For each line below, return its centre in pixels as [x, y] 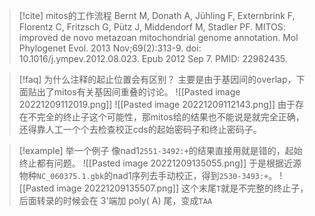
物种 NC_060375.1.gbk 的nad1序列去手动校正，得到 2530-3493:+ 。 [148, 175]
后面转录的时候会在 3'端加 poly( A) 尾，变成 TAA [115, 200]
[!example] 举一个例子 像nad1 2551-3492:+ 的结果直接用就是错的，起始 [160, 150]
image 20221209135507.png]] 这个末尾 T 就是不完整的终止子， [182, 188]
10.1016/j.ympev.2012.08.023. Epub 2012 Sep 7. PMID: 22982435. [153, 58]
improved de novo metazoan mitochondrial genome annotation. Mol [158, 37]
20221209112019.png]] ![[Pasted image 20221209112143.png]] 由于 [157, 104]
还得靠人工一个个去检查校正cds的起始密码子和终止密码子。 [140, 129]
